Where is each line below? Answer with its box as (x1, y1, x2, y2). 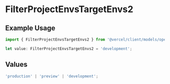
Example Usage (5, 24, 56, 32)
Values (5, 60, 28, 69)
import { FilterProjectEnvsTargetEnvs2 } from (5, 37, 105, 42)
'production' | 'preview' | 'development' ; (5, 73, 99, 79)
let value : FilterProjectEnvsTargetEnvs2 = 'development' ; (5, 46, 133, 51)
